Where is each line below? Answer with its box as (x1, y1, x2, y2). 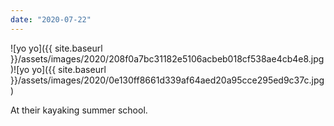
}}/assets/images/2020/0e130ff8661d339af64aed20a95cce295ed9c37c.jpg (10, 74, 325, 86)
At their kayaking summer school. (10, 104, 148, 116)
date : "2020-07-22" (10, 14, 92, 25)
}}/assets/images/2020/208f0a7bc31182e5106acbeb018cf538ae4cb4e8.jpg (10, 52, 325, 65)
